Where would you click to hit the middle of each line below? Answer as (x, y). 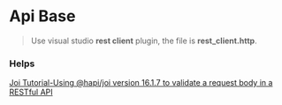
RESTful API (31, 92)
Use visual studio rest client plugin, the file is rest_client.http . (144, 41)
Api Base (42, 16)
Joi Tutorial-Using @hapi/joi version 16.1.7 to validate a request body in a (141, 83)
